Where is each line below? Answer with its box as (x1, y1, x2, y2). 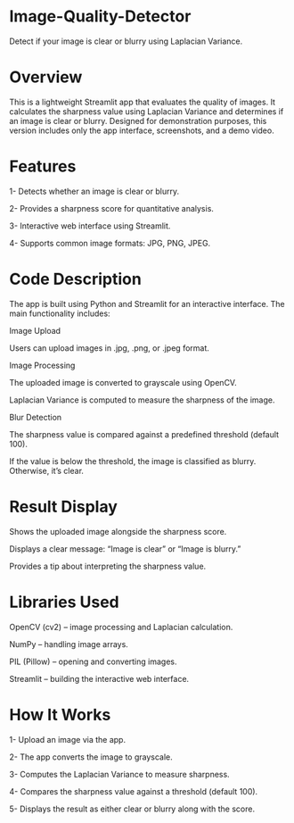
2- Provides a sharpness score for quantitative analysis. (9, 203, 214, 213)
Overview (9, 67, 83, 87)
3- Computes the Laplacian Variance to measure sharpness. (9, 769, 230, 779)
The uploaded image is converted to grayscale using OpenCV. (9, 377, 238, 387)
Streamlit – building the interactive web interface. (9, 673, 190, 684)
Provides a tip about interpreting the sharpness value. (9, 561, 207, 571)
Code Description (9, 270, 143, 289)
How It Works (9, 704, 111, 725)
